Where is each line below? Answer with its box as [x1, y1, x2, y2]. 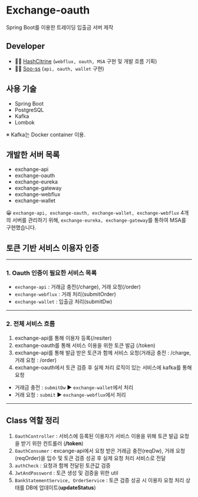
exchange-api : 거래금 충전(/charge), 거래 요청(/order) [14, 284, 141, 291]
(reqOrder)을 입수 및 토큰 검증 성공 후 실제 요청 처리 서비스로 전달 [14, 455, 166, 462]
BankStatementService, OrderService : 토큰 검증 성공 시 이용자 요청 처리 [14, 476, 184, 483]
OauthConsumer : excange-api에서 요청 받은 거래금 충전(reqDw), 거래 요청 [14, 447, 186, 454]
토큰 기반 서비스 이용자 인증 [6, 243, 99, 253]
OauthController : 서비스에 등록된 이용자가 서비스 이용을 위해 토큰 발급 [14, 432, 179, 439]
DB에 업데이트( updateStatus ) [25, 484, 96, 491]
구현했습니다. [6, 224, 37, 231]
